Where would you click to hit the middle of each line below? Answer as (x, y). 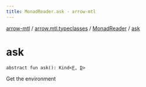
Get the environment (31, 78)
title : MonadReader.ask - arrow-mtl (51, 11)
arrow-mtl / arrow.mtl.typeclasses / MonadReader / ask (73, 28)
